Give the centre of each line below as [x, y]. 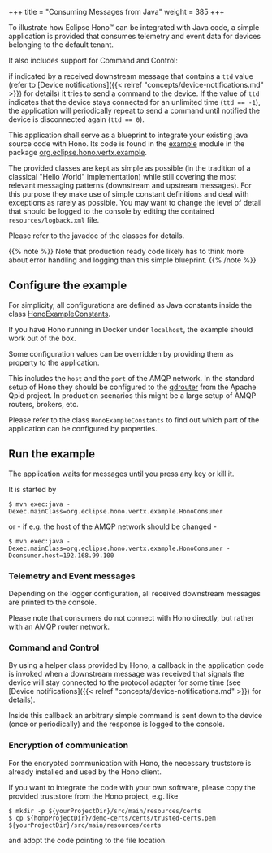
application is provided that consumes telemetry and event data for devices [135, 36]
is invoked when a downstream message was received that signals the [126, 674]
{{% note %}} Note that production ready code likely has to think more [126, 251]
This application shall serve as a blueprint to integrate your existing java [128, 135]
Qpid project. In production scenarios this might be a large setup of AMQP [132, 395]
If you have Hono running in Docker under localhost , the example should [131, 329]
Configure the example [68, 286]
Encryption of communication [69, 745]
